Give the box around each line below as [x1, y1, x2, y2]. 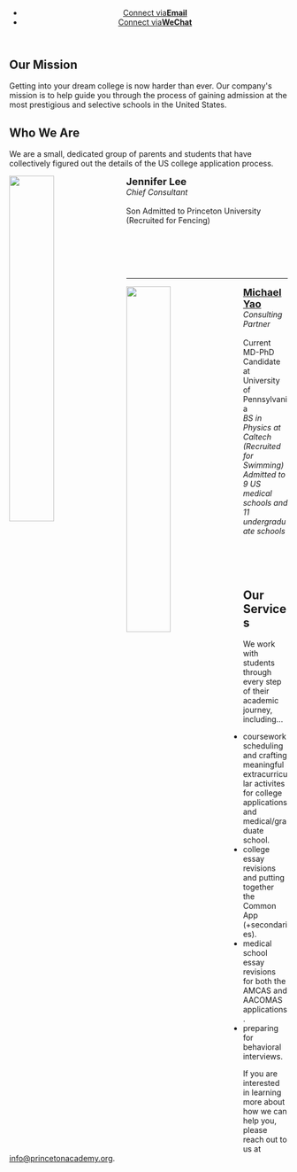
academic [242, 695, 279, 706]
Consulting [242, 309, 283, 320]
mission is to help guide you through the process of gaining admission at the [9, 90, 287, 101]
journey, [242, 704, 273, 716]
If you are [242, 1068, 278, 1079]
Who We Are [9, 125, 80, 140]
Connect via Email [122, 8, 187, 18]
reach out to [242, 1134, 287, 1145]
